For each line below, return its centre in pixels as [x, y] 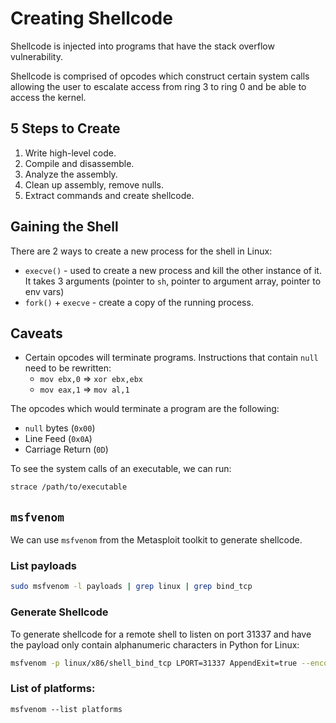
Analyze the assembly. [71, 174]
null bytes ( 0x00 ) [60, 428]
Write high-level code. [70, 153]
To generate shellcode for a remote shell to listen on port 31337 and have [161, 634]
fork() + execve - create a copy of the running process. [139, 302]
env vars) [44, 291]
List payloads [43, 565]
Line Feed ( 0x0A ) [58, 439]
